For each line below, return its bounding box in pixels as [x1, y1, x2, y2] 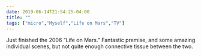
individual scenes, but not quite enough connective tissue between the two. [6, 43, 194, 50]
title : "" [6, 14, 31, 20]
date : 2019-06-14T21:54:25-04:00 [6, 8, 90, 15]
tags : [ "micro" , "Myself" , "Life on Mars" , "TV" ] [6, 20, 125, 26]
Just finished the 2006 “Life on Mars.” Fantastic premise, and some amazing [6, 37, 196, 44]
